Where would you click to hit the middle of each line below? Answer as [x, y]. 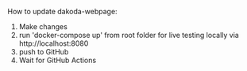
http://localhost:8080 [54, 43]
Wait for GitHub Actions [58, 60]
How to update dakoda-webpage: [62, 11]
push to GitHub [44, 52]
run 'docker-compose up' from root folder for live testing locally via [129, 35]
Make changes [43, 26]
